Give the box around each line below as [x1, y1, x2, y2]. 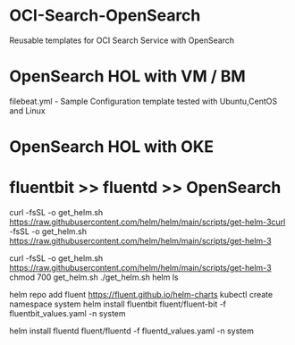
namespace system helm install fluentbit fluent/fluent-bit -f [9, 299, 226, 309]
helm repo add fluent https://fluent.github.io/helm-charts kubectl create [9, 290, 274, 299]
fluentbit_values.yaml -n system [9, 308, 127, 318]
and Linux [9, 105, 46, 116]
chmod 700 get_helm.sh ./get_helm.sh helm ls [9, 272, 179, 282]
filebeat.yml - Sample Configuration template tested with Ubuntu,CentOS [9, 96, 278, 106]
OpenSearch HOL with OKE [9, 137, 215, 157]
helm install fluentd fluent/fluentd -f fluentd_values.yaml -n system [9, 325, 255, 336]
